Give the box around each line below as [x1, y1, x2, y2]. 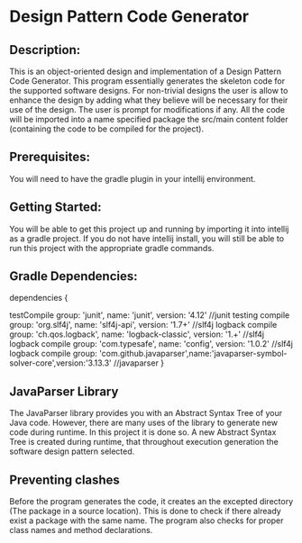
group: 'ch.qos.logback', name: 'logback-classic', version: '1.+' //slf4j [9, 329, 264, 339]
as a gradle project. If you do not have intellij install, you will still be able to [9, 232, 285, 244]
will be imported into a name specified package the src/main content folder [9, 114, 288, 124]
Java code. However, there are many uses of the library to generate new [9, 417, 278, 429]
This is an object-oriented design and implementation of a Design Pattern [9, 66, 282, 77]
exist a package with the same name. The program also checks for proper [9, 515, 284, 526]
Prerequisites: [9, 149, 90, 165]
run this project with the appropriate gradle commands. [9, 242, 215, 253]
